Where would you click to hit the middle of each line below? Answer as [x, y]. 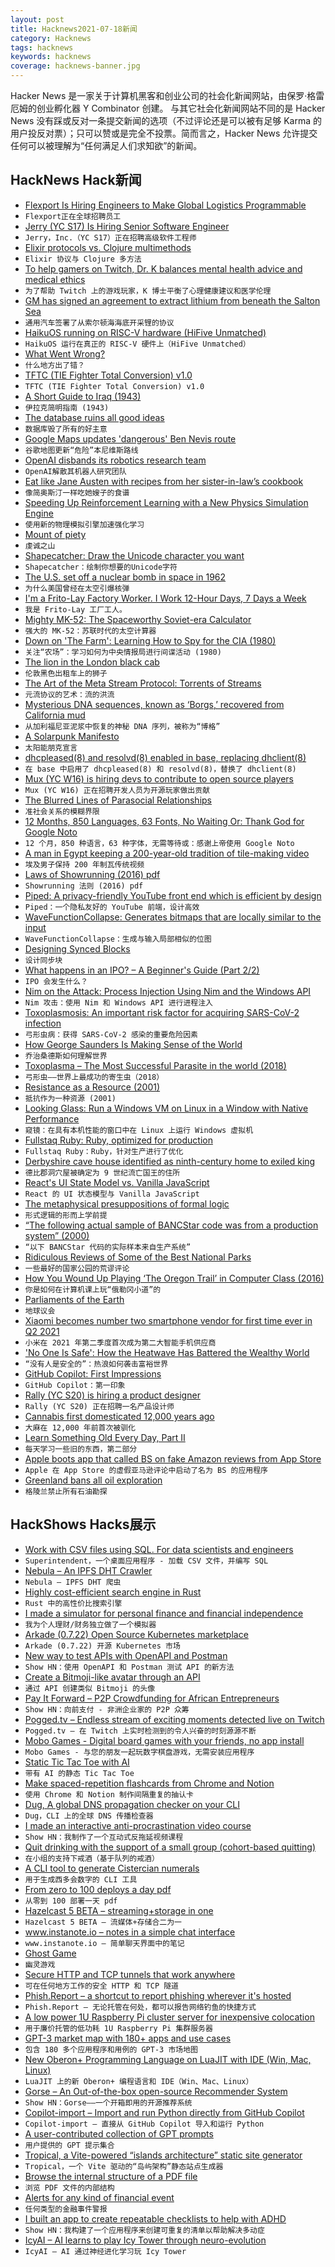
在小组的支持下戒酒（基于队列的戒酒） [92, 1858]
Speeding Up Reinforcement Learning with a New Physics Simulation [166, 502]
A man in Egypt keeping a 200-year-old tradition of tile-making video [167, 853]
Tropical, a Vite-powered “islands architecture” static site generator [163, 2155]
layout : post [37, 19]
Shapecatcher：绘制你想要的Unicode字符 [101, 567]
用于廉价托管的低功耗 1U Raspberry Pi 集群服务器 [118, 2028]
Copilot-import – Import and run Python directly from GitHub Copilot [164, 2112]
